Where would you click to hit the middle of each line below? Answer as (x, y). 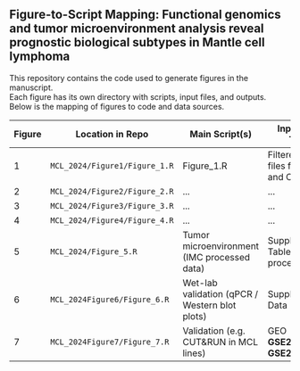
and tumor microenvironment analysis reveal (137, 29)
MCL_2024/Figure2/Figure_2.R (112, 191)
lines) (194, 353)
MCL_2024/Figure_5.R (94, 251)
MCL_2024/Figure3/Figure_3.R (112, 206)
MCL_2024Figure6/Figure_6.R (110, 299)
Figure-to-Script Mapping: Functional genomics (145, 15)
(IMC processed (217, 257)
